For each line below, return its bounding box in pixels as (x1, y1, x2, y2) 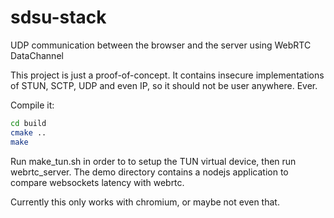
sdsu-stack (10, 6, 107, 29)
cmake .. (10, 127, 47, 138)
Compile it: (10, 99, 55, 111)
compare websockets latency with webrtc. (10, 176, 185, 188)
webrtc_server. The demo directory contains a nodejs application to (10, 166, 289, 178)
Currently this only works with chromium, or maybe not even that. (10, 196, 280, 208)
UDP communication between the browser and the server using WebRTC (10, 39, 312, 51)
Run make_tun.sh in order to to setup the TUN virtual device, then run (10, 155, 297, 167)
